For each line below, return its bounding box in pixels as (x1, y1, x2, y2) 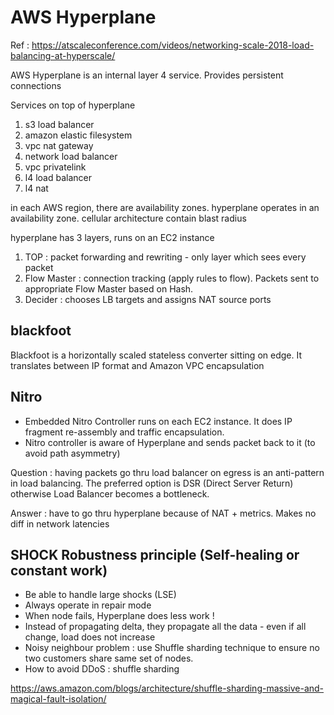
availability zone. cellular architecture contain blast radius (10, 212, 247, 224)
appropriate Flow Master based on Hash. (24, 282, 194, 295)
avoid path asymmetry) (24, 447, 121, 459)
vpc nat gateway (24, 139, 94, 151)
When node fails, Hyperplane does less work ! (24, 610, 215, 622)
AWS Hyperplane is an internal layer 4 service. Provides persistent (10, 69, 284, 81)
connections (10, 79, 62, 91)
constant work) (10, 562, 108, 579)
